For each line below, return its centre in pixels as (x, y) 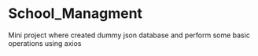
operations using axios (45, 43)
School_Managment (76, 14)
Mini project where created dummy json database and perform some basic (129, 35)
